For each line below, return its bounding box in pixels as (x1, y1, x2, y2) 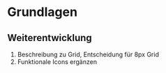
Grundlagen (7, 4, 78, 20)
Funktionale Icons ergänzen (17, 58, 98, 66)
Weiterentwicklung (7, 32, 92, 44)
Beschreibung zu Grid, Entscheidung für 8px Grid (17, 50, 159, 58)
